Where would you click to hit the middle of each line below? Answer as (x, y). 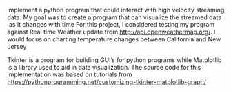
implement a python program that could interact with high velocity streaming (116, 10)
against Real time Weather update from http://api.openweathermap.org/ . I (111, 32)
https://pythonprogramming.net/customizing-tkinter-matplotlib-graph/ (107, 82)
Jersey (17, 46)
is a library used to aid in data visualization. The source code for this (104, 67)
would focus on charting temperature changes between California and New (114, 39)
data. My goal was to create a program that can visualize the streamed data (114, 17)
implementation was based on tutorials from (70, 74)
